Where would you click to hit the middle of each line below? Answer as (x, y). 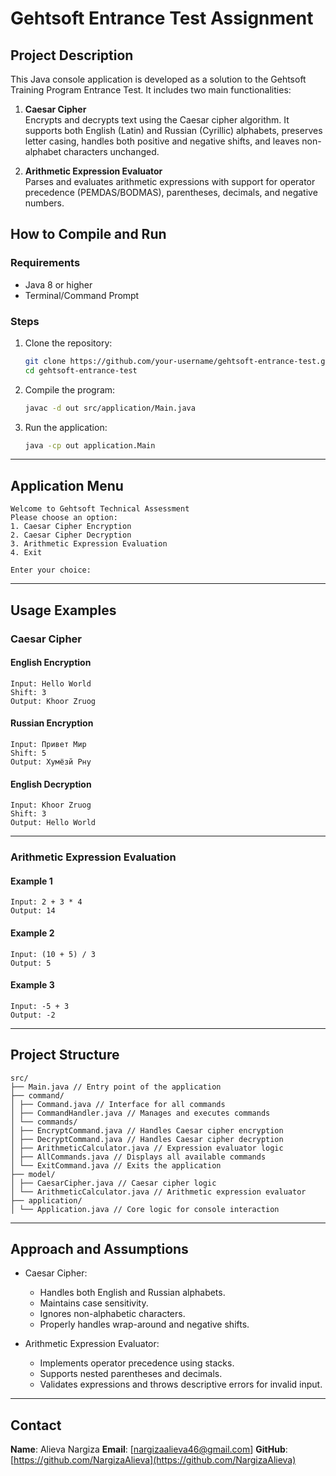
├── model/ (33, 1174)
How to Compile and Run (88, 234)
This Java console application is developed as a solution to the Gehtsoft (158, 79)
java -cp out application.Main (90, 445)
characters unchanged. (111, 151)
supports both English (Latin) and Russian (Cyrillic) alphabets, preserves (173, 130)
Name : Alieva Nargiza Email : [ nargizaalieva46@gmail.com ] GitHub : (149, 1449)
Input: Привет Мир (48, 745)
